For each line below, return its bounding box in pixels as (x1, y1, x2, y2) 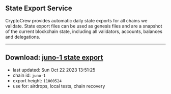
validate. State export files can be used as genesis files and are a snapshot (5, 23, 162, 29)
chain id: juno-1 (12, 72, 46, 78)
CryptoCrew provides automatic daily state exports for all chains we (5, 17, 148, 23)
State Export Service (5, 4, 72, 13)
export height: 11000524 (12, 77, 62, 83)
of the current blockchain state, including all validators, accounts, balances (5, 28, 163, 35)
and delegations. (5, 34, 41, 40)
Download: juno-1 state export (5, 53, 103, 62)
